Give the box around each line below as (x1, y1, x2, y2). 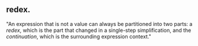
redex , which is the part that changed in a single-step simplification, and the (6, 27, 191, 34)
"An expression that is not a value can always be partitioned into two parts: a (6, 20, 193, 27)
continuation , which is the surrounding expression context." (6, 32, 152, 40)
